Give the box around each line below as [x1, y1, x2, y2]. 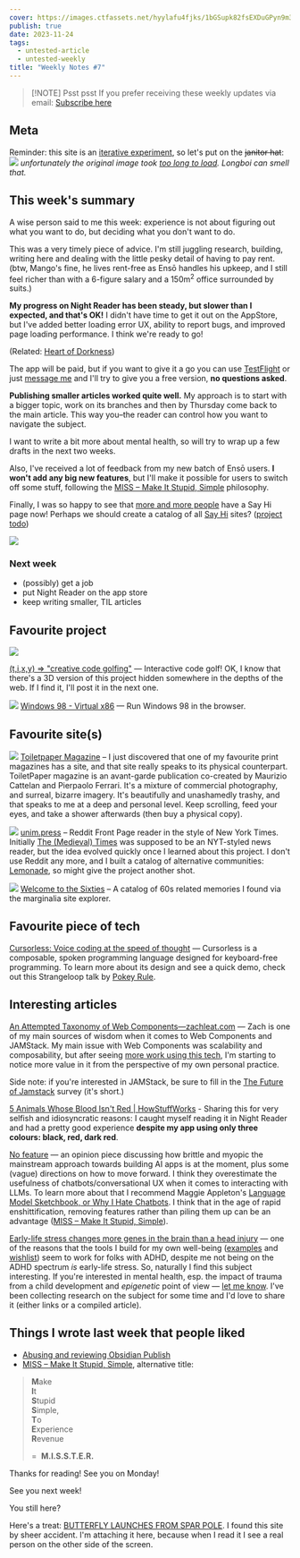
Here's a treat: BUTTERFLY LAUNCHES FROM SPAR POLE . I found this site [9, 1520, 284, 1530]
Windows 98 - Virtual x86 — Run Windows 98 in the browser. [20, 701, 246, 711]
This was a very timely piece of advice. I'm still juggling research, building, [9, 243, 283, 254]
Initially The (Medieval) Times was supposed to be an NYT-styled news [9, 837, 271, 847]
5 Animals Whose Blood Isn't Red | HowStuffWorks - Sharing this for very [9, 1103, 279, 1114]
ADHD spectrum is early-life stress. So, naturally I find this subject [9, 1261, 253, 1272]
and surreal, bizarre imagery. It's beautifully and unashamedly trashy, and [9, 789, 280, 801]
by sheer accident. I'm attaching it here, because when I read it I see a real [9, 1529, 284, 1540]
